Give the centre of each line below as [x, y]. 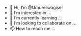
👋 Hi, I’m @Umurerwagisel [36, 8]
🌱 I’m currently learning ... [36, 18]
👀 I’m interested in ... [30, 13]
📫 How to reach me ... [32, 28]
